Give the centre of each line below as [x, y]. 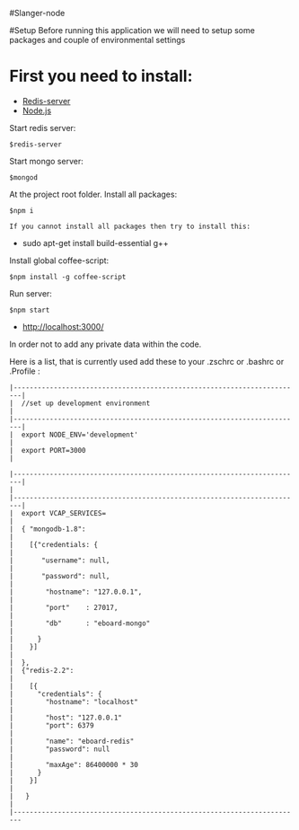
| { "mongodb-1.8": [48, 529]
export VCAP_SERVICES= [63, 513]
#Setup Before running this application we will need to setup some [132, 30]
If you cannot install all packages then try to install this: [130, 226]
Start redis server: [43, 128]
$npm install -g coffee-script [68, 277]
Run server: [31, 293]
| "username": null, [60, 561]
